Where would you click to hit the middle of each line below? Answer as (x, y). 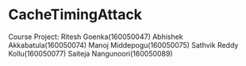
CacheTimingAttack (75, 15)
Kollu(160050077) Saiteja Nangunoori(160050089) (90, 53)
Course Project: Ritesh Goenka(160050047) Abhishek (96, 37)
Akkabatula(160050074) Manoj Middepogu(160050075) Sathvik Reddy (123, 45)
